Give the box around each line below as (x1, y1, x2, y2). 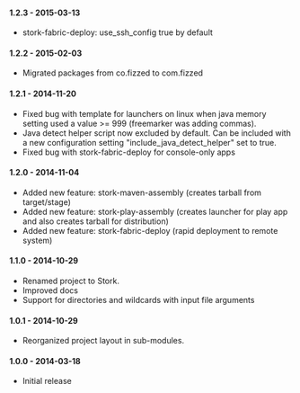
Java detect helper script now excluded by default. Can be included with (22, 127, 292, 138)
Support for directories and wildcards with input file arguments (22, 295, 255, 306)
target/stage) (22, 196, 72, 207)
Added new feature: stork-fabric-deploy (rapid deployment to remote (22, 225, 278, 236)
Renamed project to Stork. (22, 275, 119, 287)
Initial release (22, 376, 72, 387)
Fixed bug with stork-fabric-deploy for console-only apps (22, 147, 236, 157)
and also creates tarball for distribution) (22, 216, 169, 227)
